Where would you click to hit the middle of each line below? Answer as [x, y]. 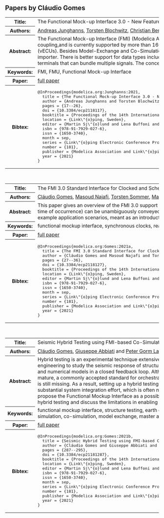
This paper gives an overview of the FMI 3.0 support [97, 205]
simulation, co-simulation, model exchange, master [96, 416]
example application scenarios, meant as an [88, 217]
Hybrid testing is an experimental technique [87, 360]
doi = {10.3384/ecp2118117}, [75, 110]
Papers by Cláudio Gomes [45, 8]
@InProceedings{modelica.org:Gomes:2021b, [85, 437]
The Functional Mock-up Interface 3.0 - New [90, 22]
